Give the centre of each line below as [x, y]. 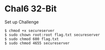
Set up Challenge [22, 22]
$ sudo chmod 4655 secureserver [37, 43]
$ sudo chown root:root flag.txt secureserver [52, 35]
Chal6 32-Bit [30, 9]
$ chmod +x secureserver [30, 30]
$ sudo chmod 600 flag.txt [32, 39]
